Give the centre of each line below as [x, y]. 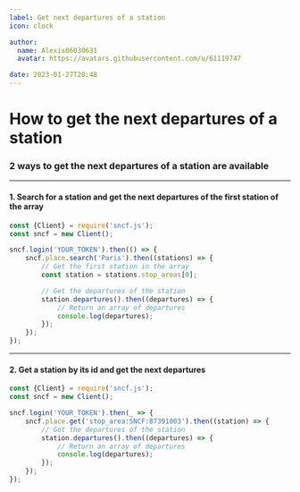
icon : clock [31, 26]
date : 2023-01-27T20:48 [54, 75]
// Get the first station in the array [116, 267]
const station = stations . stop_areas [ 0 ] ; [120, 275]
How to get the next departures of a [144, 119]
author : [24, 42]
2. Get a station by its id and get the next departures [108, 369]
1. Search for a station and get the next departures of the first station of [144, 197]
